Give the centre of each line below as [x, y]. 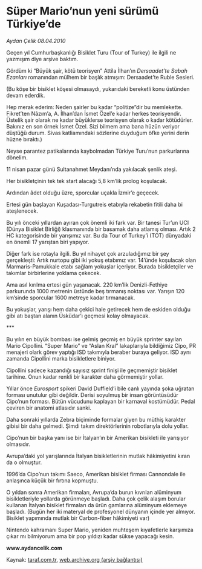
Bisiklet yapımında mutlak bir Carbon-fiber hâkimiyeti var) [78, 518]
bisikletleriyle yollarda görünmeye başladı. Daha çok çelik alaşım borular [96, 499]
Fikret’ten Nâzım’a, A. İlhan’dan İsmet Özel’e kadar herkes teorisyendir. [94, 113]
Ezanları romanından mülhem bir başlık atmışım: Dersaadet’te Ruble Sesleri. [100, 77]
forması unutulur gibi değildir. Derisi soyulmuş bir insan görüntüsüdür [92, 394]
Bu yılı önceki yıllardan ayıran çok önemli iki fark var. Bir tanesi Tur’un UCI [98, 222]
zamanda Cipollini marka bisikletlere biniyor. [61, 358]
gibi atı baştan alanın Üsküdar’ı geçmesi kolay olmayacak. [78, 316]
